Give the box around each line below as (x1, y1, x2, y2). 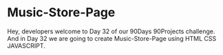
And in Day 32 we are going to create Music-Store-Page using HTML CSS (7, 34, 217, 42)
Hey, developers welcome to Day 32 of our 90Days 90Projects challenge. (7, 27, 215, 35)
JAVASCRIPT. (7, 41, 46, 50)
